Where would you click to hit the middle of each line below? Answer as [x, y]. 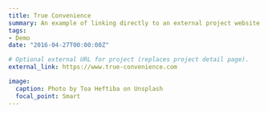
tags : [17, 30]
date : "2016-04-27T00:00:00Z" [59, 45]
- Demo [19, 38]
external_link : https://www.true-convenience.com [93, 67]
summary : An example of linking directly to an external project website [134, 23]
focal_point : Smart [48, 96]
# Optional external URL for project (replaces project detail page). [129, 60]
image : [19, 81]
